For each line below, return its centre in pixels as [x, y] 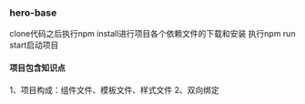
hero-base [33, 13]
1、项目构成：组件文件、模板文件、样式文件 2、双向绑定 [115, 89]
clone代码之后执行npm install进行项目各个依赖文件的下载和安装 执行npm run [152, 34]
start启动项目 [34, 45]
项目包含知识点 [37, 68]
